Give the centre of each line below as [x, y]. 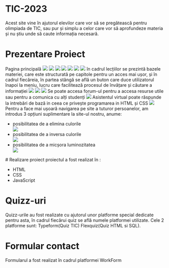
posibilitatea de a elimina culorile [47, 124]
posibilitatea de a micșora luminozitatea [54, 145]
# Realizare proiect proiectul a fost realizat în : [53, 159]
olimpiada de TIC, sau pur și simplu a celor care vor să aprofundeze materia [84, 28]
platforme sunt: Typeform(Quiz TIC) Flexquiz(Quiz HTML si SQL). [73, 225]
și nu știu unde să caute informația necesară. [52, 33]
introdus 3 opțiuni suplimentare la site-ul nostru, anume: [64, 114]
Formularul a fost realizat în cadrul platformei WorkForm [64, 260]
